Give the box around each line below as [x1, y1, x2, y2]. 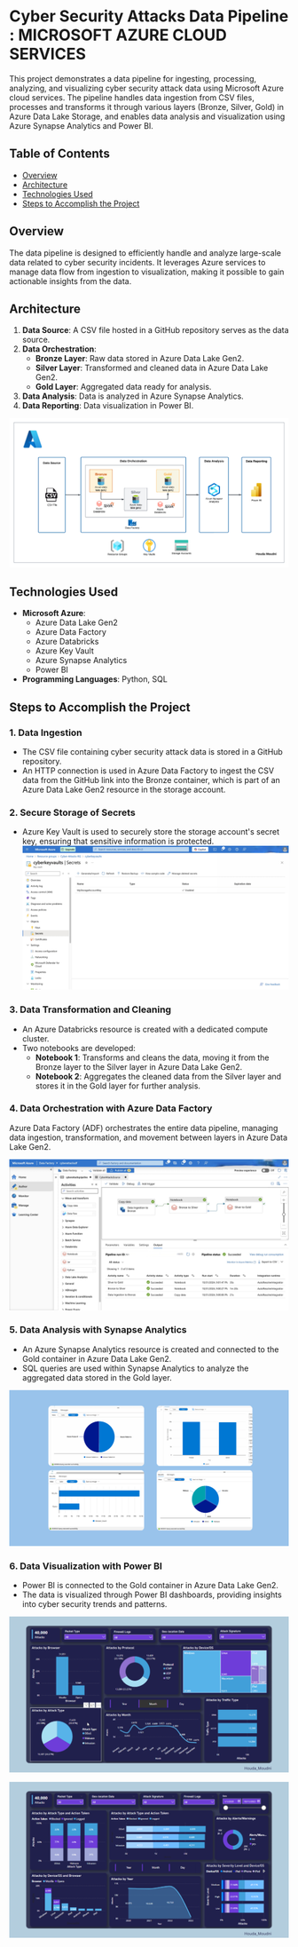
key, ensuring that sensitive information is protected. [21, 836, 215, 847]
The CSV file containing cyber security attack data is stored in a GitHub [21, 747, 284, 757]
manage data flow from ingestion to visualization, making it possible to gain [9, 266, 285, 277]
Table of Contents [9, 146, 111, 162]
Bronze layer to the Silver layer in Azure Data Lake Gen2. [35, 1061, 243, 1072]
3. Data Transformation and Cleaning [9, 1003, 171, 1016]
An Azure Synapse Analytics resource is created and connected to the [21, 1343, 279, 1355]
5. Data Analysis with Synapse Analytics [9, 1324, 187, 1336]
